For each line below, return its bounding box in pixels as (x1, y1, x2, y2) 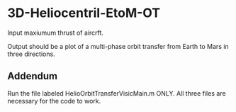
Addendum (7, 70, 58, 82)
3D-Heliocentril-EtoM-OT (7, 5, 161, 21)
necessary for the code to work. (7, 96, 101, 105)
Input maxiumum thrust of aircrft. (7, 28, 104, 37)
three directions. (7, 50, 55, 58)
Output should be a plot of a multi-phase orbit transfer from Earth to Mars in (7, 42, 229, 50)
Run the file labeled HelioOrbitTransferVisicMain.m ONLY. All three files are (7, 89, 226, 97)
